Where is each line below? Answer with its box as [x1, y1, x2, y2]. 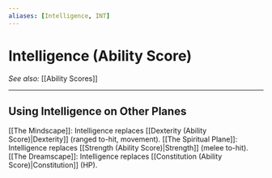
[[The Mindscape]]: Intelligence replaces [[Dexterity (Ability [8, 126, 207, 136]
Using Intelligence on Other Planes [8, 104, 187, 118]
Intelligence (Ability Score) [8, 46, 193, 65]
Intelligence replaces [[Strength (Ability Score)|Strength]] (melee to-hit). [8, 143, 249, 153]
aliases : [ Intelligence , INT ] [8, 11, 111, 20]
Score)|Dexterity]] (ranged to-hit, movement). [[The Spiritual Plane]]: [8, 134, 238, 144]
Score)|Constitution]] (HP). [8, 160, 98, 170]
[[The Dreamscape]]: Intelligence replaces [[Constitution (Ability [8, 151, 223, 162]
